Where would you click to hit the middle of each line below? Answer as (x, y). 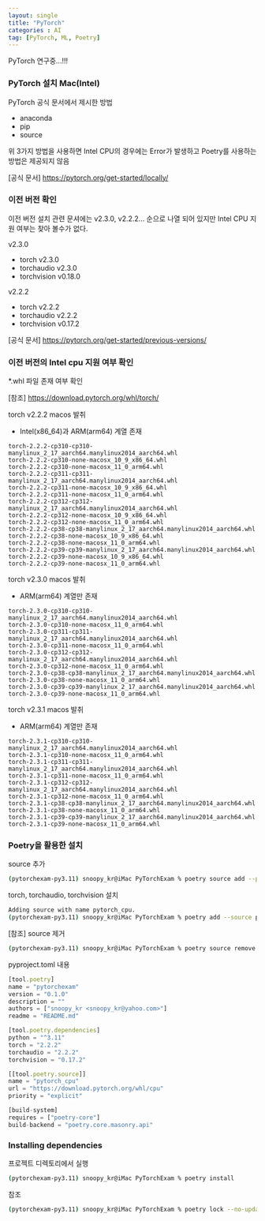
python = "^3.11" (37, 1038)
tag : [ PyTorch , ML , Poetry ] (54, 37)
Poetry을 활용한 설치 (46, 845)
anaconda (36, 118)
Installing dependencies (55, 1145)
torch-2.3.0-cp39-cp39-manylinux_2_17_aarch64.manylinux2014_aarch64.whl (132, 687)
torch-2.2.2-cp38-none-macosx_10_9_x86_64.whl (86, 536)
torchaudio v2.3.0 (48, 268)
